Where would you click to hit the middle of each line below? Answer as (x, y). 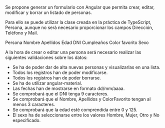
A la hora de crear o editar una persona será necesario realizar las (73, 52)
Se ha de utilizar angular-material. (47, 83)
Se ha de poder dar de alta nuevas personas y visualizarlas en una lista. (86, 67)
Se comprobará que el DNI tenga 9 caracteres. (60, 94)
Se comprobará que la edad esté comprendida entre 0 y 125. (75, 110)
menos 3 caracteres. (34, 104)
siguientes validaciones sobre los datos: (46, 57)
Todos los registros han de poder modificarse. (60, 72)
